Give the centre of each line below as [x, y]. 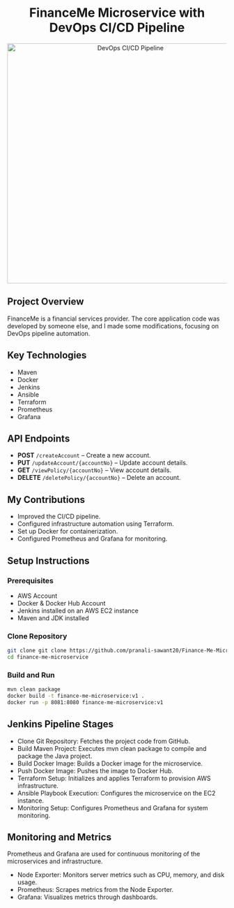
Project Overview [46, 302]
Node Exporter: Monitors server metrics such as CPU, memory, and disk [121, 875]
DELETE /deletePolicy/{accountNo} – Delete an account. [99, 478]
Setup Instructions [48, 561]
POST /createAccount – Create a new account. [84, 455]
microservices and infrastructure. [55, 861]
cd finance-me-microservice [48, 657]
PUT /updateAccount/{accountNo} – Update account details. [102, 463]
